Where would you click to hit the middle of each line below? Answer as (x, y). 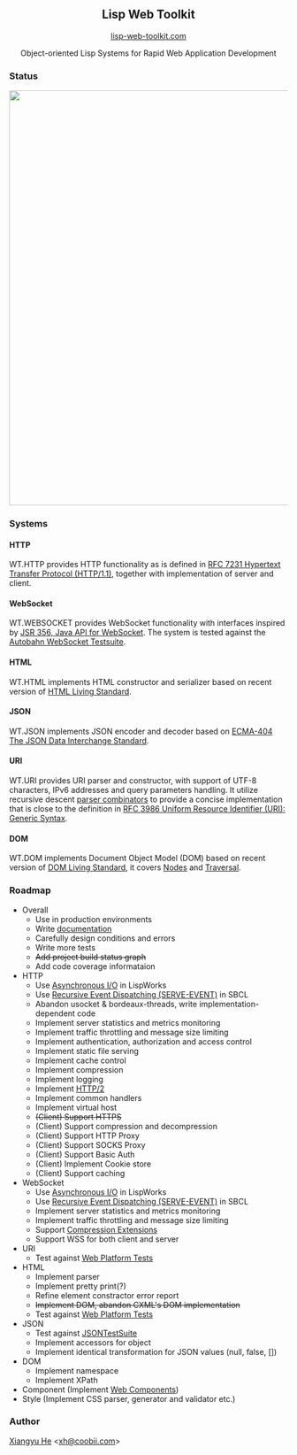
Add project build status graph (91, 957)
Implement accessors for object (93, 1342)
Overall (35, 910)
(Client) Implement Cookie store (93, 1164)
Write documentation (73, 928)
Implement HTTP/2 (69, 1089)
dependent (55, 1013)
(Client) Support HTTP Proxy (87, 1136)
